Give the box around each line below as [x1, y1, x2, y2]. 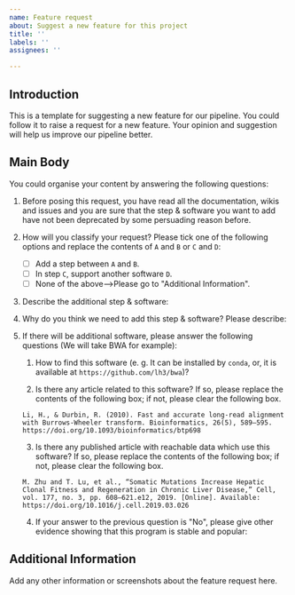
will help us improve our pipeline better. [9, 129, 153, 139]
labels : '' [9, 37, 50, 47]
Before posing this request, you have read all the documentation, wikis [21, 195, 280, 206]
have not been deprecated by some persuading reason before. [21, 214, 252, 225]
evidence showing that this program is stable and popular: [35, 526, 248, 536]
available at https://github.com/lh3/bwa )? [35, 366, 190, 377]
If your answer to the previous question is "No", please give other [35, 516, 274, 527]
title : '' [9, 29, 46, 38]
